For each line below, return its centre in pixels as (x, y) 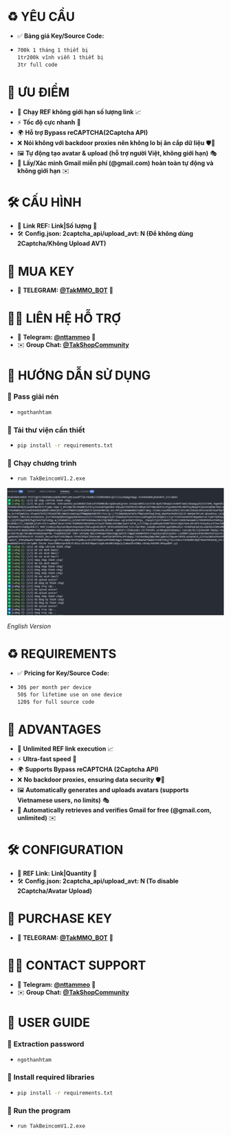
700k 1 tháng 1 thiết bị (53, 50)
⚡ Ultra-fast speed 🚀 (47, 759)
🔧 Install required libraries (51, 1077)
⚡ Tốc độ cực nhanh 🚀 (49, 122)
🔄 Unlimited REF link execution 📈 (65, 749)
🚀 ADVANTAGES (54, 729)
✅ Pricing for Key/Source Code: (63, 673)
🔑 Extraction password (46, 1044)
